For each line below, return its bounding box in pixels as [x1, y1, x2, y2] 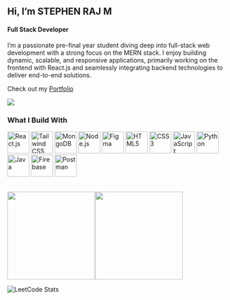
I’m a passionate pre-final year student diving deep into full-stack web [7, 41, 210, 49]
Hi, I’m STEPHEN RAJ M [7, 6, 112, 18]
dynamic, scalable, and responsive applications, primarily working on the [7, 56, 218, 64]
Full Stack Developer [7, 25, 69, 34]
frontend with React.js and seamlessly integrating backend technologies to [7, 63, 223, 72]
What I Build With [7, 115, 68, 125]
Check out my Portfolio [7, 84, 74, 93]
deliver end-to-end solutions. [7, 70, 92, 79]
